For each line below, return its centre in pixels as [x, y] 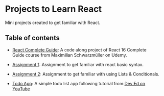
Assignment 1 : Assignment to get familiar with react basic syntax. [78, 64]
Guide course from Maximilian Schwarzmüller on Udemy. [70, 55]
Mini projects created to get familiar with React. [53, 23]
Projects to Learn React [53, 9]
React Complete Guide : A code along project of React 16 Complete [79, 49]
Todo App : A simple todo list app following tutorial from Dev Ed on [79, 83]
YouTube [21, 89]
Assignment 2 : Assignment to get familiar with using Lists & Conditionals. [86, 74]
